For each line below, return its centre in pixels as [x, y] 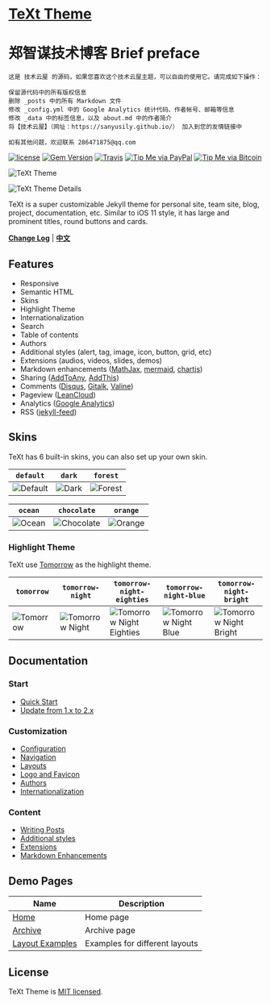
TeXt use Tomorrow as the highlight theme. [80, 564]
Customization [38, 731]
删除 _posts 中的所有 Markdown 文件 [65, 102]
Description [142, 904]
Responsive [39, 283]
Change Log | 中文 [40, 238]
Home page [107, 918]
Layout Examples [45, 944]
